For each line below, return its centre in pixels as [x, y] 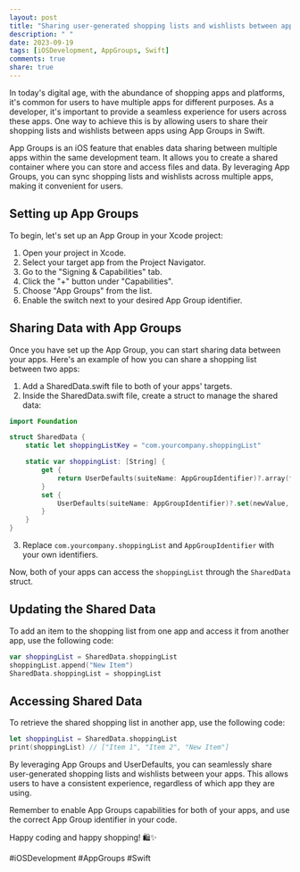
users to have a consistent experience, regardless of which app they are [142, 783]
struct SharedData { [48, 437]
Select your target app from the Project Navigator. [114, 262]
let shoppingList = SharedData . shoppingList [93, 739]
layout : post [33, 17]
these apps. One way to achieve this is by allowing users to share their [139, 120]
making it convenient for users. [66, 186]
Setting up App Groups [74, 214]
